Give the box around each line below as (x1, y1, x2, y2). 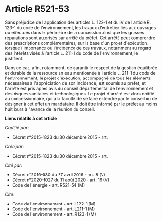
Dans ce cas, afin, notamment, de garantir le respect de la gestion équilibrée (5, 64, 158, 71)
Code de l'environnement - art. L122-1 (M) (12, 201, 96, 206)
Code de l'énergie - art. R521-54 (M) (12, 182, 85, 188)
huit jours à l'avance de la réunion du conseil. (5, 106, 95, 112)
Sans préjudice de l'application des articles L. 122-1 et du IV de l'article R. (5, 19, 151, 25)
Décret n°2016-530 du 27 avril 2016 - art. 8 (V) (12, 172, 105, 177)
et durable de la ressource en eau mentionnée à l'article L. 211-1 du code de (5, 70, 156, 76)
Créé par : (5, 143, 24, 149)
